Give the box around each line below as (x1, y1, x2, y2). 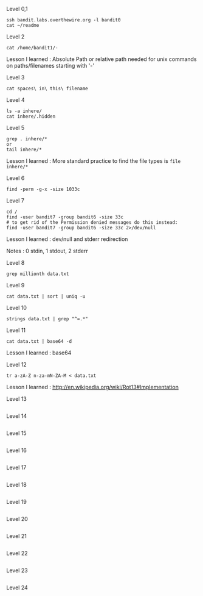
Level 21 (6, 533, 27, 539)
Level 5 (6, 124, 25, 131)
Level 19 (6, 498, 27, 505)
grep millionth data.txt (6, 271, 69, 277)
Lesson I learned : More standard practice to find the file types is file (6, 157, 181, 164)
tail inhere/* (6, 146, 43, 153)
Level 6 (6, 174, 25, 182)
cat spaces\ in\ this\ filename (6, 85, 88, 92)
